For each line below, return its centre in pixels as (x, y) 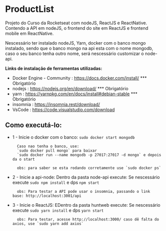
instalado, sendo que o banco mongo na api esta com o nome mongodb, (79, 48)
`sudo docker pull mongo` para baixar (57, 150)
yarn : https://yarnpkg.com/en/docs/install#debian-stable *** (75, 94)
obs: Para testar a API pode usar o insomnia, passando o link (83, 191)
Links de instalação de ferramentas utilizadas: (54, 68)
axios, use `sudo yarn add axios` (48, 224)
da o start (24, 159)
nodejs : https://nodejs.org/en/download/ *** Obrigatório (70, 88)
